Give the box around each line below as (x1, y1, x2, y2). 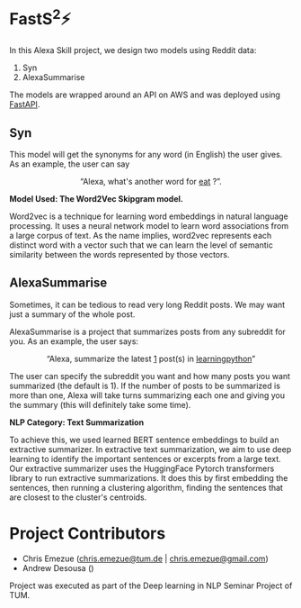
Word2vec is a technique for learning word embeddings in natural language (9, 211, 289, 222)
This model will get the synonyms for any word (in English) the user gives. (9, 150, 283, 160)
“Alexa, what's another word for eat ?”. (80, 177, 222, 187)
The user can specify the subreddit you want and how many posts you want (9, 370, 290, 381)
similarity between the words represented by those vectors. (9, 250, 230, 260)
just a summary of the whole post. (9, 308, 136, 320)
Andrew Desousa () (22, 562, 94, 573)
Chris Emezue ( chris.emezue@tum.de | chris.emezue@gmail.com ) (22, 553, 269, 564)
